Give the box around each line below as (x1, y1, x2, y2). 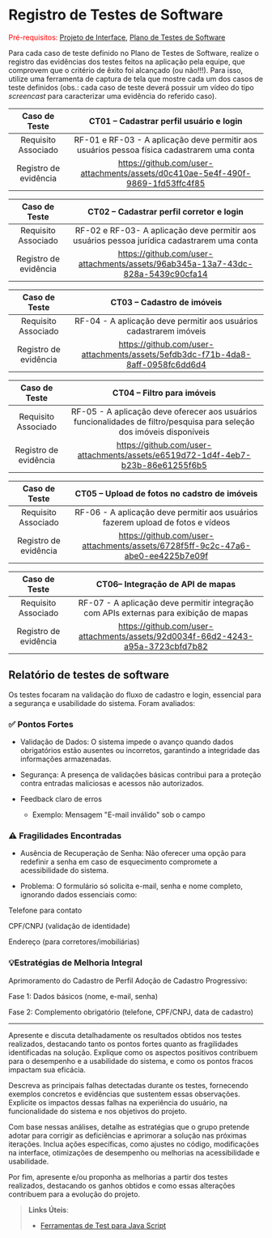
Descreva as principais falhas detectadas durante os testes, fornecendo (8, 1080, 249, 1090)
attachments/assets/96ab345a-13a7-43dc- (78, 257, 253, 269)
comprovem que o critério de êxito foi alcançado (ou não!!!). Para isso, (8, 65, 244, 74)
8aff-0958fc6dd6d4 (125, 359, 206, 370)
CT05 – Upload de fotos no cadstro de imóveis (74, 487, 258, 499)
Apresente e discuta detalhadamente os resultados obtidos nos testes (8, 1030, 242, 1040)
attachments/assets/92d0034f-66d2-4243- (78, 630, 253, 641)
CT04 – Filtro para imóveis (112, 387, 216, 398)
